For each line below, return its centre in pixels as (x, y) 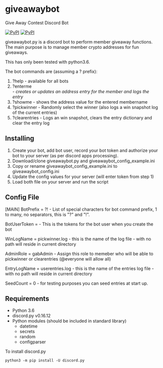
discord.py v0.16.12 (31, 316)
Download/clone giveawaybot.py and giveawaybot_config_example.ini (83, 161)
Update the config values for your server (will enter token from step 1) (83, 177)
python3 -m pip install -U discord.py (45, 361)
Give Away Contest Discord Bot (37, 23)
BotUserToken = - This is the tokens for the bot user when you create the (79, 224)
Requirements (27, 299)
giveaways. (17, 52)
